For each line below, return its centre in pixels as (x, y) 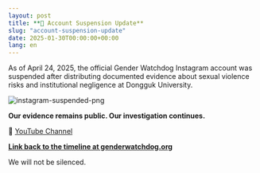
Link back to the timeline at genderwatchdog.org (91, 147)
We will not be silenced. (47, 162)
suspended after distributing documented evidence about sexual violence (129, 77)
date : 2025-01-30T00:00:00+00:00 (64, 38)
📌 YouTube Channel (41, 132)
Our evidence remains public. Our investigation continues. (107, 116)
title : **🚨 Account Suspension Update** (76, 23)
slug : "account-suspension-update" (67, 30)
